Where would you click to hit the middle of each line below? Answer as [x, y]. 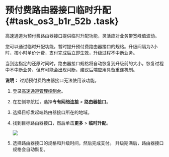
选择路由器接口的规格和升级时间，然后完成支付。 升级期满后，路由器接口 [88, 143]
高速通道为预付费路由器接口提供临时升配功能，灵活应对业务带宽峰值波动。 [82, 36]
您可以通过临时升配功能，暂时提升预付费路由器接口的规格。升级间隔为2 [79, 46]
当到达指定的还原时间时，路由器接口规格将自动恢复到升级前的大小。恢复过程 [84, 63]
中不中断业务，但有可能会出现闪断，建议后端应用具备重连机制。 [71, 69]
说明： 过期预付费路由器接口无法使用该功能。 [52, 80]
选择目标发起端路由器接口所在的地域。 [52, 112]
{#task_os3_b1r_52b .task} [62, 21]
